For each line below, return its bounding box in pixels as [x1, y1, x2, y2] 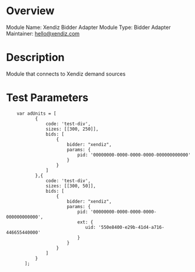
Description [6, 51, 65, 64]
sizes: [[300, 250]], [45, 126, 99, 132]
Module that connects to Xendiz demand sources [6, 70, 125, 77]
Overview [6, 4, 55, 18]
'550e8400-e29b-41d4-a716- [98, 224, 165, 230]
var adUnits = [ [16, 111, 57, 116]
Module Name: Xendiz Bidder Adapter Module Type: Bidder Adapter [6, 24, 171, 31]
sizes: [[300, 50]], [45, 183, 96, 189]
